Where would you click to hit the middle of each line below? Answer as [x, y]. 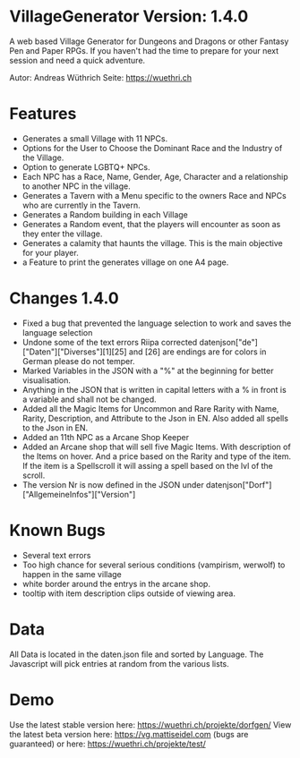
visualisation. [47, 380]
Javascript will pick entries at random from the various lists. [120, 663]
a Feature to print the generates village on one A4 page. [125, 262]
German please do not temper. [78, 361]
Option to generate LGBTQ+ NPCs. [86, 166]
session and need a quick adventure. [77, 60]
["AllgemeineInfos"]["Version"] [79, 494]
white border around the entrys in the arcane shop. [116, 583]
